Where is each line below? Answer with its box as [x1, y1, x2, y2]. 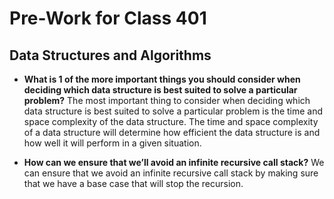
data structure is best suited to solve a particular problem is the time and [23, 105, 324, 117]
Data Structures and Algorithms [9, 47, 212, 64]
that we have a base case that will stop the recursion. [23, 178, 244, 189]
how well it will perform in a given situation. [23, 137, 202, 149]
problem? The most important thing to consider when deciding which [23, 95, 311, 106]
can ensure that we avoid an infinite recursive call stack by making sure [23, 167, 319, 179]
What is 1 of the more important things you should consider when [23, 73, 301, 85]
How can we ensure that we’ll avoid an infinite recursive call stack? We [23, 157, 325, 168]
